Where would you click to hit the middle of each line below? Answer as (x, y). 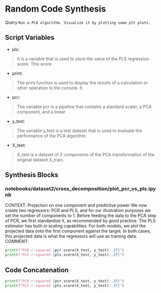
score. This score (34, 64)
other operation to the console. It (50, 88)
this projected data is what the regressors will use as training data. (71, 236)
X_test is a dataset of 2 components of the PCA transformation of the (86, 154)
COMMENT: (17, 242)
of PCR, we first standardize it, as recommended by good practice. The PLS (80, 221)
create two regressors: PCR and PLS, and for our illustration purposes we (78, 211)
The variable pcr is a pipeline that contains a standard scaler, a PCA (84, 106)
